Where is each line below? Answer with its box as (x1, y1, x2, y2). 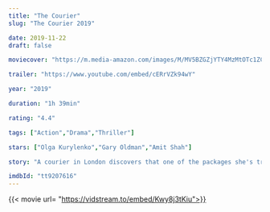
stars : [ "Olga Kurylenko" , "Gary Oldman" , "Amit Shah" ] (8, 143, 193, 152)
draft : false (8, 41, 52, 49)
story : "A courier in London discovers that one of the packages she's (8, 158, 253, 166)
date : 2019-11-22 (8, 34, 67, 42)
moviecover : (8, 56, 48, 64)
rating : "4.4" (8, 114, 56, 122)
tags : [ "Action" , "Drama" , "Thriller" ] (8, 128, 135, 137)
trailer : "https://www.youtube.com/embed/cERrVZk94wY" (8, 70, 196, 79)
